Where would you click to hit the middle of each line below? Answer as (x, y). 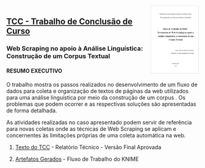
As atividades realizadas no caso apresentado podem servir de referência (99, 122)
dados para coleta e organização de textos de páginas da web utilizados (98, 91)
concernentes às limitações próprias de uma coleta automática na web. (96, 135)
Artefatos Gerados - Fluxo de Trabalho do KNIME (77, 159)
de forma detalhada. (32, 110)
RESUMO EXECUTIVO (34, 71)
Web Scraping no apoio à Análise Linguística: (75, 49)
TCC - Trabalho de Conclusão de (70, 22)
